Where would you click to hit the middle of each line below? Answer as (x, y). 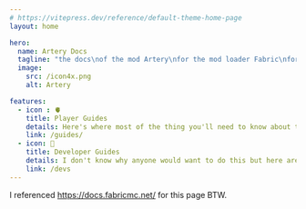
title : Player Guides (66, 118)
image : (30, 68)
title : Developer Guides (73, 152)
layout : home (34, 26)
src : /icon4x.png (59, 77)
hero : (20, 43)
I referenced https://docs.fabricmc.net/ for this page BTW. (118, 194)
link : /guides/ (55, 135)
